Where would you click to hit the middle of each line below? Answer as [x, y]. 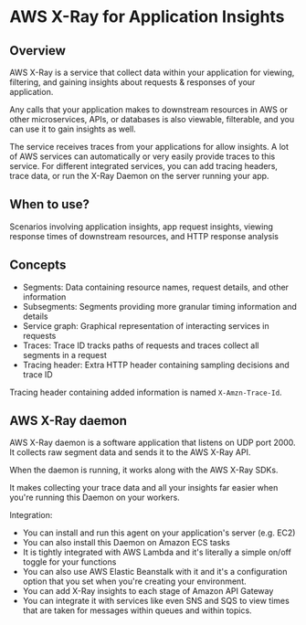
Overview [38, 51]
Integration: [31, 515]
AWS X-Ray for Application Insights [147, 17]
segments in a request [64, 355]
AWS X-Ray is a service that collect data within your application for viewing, [152, 72]
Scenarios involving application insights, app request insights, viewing [142, 227]
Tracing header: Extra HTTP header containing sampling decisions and [156, 365]
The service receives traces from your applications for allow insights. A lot [149, 147]
